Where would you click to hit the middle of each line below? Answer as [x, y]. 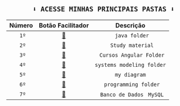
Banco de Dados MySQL [132, 95]
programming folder [132, 84]
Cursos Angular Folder [132, 55]
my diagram [130, 74]
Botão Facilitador [64, 25]
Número [21, 25]
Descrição [131, 25]
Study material [132, 45]
